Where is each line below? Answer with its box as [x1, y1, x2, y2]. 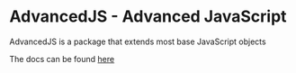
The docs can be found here [9, 53, 115, 64]
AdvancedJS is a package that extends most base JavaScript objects [9, 36, 267, 47]
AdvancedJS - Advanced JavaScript [9, 6, 287, 27]
